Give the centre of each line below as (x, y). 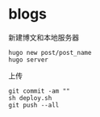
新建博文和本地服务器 (44, 37)
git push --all (34, 105)
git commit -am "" (39, 91)
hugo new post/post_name (50, 52)
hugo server (28, 60)
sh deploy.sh (30, 98)
